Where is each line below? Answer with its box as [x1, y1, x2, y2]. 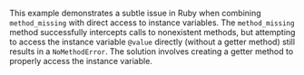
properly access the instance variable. [9, 56, 152, 66]
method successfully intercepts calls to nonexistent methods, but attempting [9, 27, 296, 37]
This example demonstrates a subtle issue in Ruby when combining [9, 8, 261, 18]
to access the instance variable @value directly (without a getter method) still [9, 36, 296, 47]
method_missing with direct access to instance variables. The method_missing [9, 17, 295, 28]
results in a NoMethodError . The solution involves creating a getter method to [9, 46, 294, 57]
